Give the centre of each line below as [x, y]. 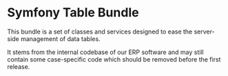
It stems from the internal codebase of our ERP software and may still [106, 52]
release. [19, 66]
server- [204, 31]
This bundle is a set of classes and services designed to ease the [100, 31]
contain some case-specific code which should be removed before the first [114, 59]
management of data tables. [61, 38]
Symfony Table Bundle [73, 13]
